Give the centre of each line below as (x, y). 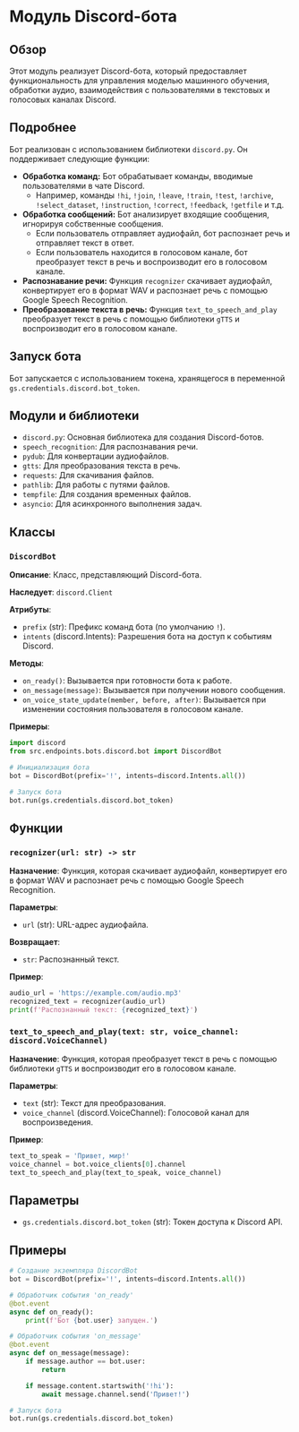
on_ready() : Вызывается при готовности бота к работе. (127, 681)
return (54, 1369)
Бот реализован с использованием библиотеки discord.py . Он (128, 149)
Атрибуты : (30, 610)
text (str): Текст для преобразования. (94, 1102)
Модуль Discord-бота (93, 17)
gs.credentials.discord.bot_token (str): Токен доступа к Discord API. (153, 1222)
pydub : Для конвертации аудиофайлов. (96, 456)
